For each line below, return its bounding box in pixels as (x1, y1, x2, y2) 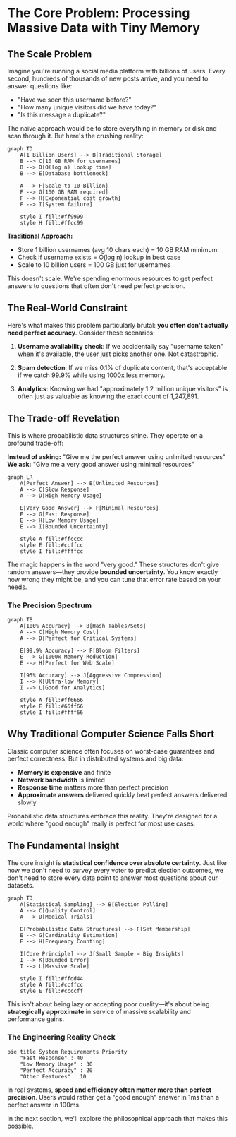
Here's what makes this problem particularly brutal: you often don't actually (7, 321, 229, 329)
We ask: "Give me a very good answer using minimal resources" (7, 460, 195, 468)
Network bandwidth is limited (17, 775, 106, 784)
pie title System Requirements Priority (7, 1048, 128, 1055)
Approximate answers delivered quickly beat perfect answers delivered (17, 790, 228, 799)
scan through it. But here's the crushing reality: (7, 132, 144, 140)
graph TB (7, 616, 33, 623)
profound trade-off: (7, 439, 64, 447)
